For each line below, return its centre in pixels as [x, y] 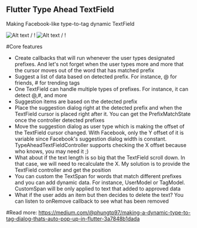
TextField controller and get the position [63, 170]
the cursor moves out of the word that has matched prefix [84, 70]
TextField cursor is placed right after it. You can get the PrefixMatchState [103, 114]
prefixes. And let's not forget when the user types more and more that [99, 64]
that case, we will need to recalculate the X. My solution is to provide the [102, 164]
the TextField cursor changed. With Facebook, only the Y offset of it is [99, 132]
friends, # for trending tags [47, 83]
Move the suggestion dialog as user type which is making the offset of [99, 126]
